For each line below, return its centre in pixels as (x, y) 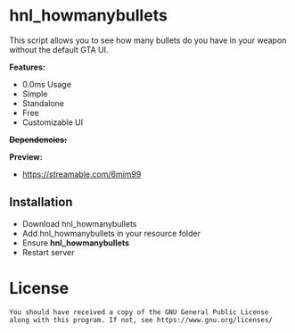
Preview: (26, 156)
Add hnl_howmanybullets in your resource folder (111, 233)
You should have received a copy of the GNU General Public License (139, 312)
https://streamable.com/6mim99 (82, 174)
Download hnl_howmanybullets (79, 223)
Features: (28, 67)
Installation (41, 202)
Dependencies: (38, 139)
